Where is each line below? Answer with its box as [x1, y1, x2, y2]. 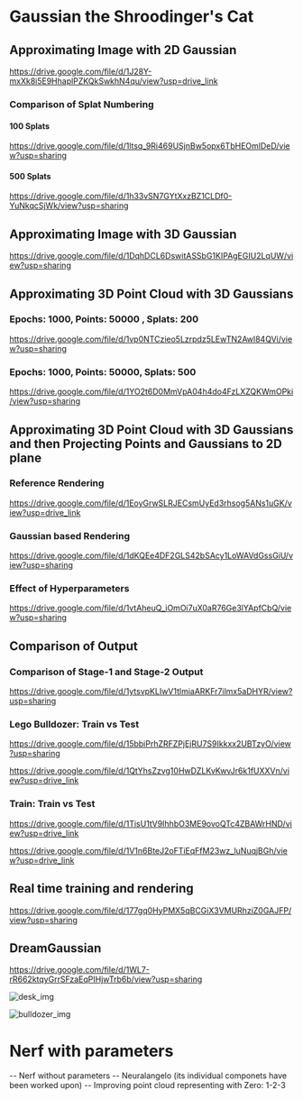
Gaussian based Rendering [9, 529, 131, 542]
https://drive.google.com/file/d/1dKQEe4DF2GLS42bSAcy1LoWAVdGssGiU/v [9, 550, 294, 561]
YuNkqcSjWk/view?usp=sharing [9, 200, 129, 211]
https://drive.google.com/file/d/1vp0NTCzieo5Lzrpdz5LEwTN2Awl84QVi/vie [9, 334, 293, 344]
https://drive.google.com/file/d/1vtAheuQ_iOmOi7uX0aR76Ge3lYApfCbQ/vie [9, 602, 292, 614]
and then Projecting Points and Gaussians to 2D [9, 435, 282, 452]
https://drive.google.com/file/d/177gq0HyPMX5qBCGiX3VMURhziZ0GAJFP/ [9, 904, 292, 916]
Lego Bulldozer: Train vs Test [9, 719, 140, 731]
